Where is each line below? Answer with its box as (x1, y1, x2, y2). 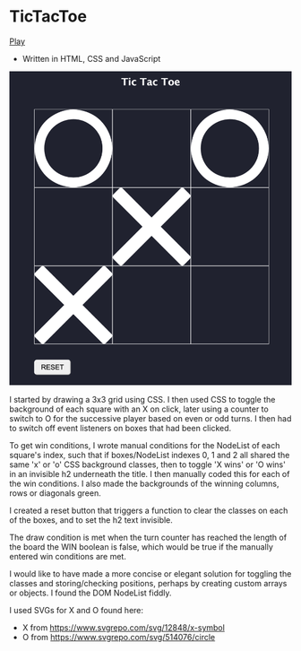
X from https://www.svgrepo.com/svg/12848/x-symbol (21, 622, 226, 633)
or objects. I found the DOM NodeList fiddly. (9, 587, 172, 598)
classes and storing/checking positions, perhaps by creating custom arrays (9, 578, 288, 589)
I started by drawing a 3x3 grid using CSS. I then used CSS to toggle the (9, 395, 276, 405)
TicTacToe (9, 6, 88, 27)
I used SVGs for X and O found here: (9, 605, 144, 616)
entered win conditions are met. (9, 551, 127, 562)
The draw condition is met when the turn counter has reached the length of (9, 532, 288, 543)
